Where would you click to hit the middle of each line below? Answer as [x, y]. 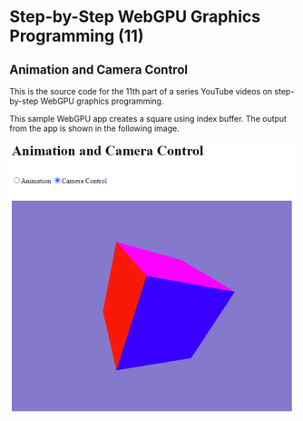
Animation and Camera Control [99, 70]
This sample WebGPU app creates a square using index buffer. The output [148, 119]
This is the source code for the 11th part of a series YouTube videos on [141, 91]
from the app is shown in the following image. [94, 128]
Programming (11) [77, 36]
